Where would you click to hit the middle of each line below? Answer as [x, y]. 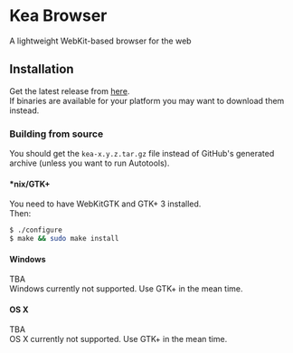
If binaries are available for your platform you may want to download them [147, 100]
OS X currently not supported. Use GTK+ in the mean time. [118, 339]
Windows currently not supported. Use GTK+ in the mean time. [126, 289]
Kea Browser [58, 16]
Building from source [57, 134]
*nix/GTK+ [30, 184]
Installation [42, 69]
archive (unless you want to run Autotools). [90, 163]
